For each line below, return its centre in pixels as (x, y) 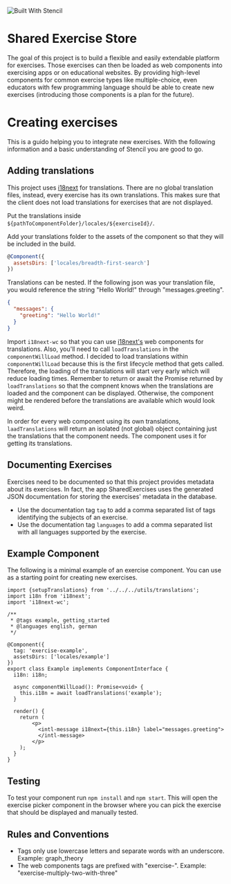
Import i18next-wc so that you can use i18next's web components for (105, 341)
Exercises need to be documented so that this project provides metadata (111, 482)
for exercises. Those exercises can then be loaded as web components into (115, 65)
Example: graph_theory (50, 858)
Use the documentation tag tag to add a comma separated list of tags (116, 509)
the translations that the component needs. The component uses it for (107, 435)
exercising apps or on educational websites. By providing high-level (104, 72)
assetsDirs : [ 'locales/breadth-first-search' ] (82, 263)
